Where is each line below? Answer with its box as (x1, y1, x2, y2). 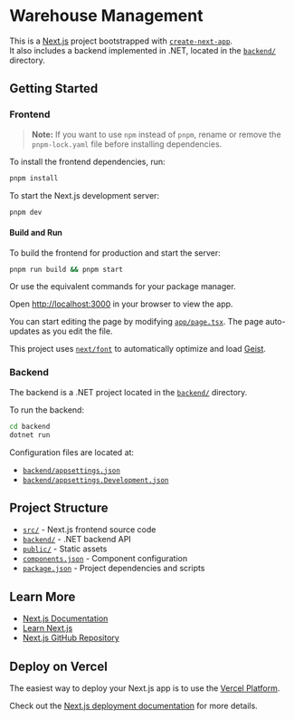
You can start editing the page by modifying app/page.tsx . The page (9, 316, 264, 327)
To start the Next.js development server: (9, 190, 160, 200)
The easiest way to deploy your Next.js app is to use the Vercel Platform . (9, 682, 280, 694)
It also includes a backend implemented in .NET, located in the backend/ (9, 44, 276, 55)
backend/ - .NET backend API (22, 534, 131, 545)
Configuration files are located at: (9, 446, 134, 458)
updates (9, 326, 41, 336)
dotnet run (9, 430, 51, 440)
